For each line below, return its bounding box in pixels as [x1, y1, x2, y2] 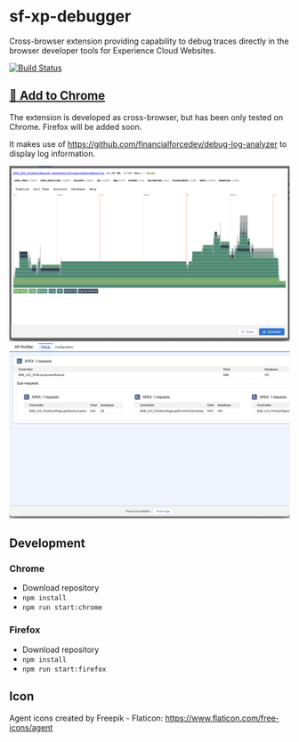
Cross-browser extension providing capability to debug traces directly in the [9, 36, 289, 46]
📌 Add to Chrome [9, 88, 105, 103]
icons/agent [9, 722, 53, 732]
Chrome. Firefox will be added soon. [9, 121, 142, 132]
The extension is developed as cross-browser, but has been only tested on [9, 111, 284, 122]
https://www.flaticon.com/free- [165, 713, 279, 723]
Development [9, 536, 86, 551]
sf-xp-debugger [9, 6, 132, 27]
